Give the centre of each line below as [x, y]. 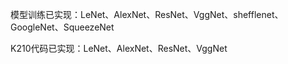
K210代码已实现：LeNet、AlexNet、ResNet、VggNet [119, 48]
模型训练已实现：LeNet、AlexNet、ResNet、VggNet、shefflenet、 [147, 14]
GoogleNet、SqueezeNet [62, 27]
